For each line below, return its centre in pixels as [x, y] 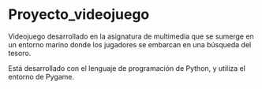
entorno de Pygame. [41, 76]
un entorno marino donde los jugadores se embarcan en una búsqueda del [130, 44]
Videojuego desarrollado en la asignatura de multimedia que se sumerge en [131, 36]
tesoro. [20, 53]
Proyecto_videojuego [79, 15]
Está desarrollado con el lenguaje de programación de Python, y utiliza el [127, 68]
